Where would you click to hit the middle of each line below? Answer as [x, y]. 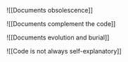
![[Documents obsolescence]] [50, 10]
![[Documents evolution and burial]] [58, 37]
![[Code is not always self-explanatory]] [64, 51]
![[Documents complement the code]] [61, 24]
